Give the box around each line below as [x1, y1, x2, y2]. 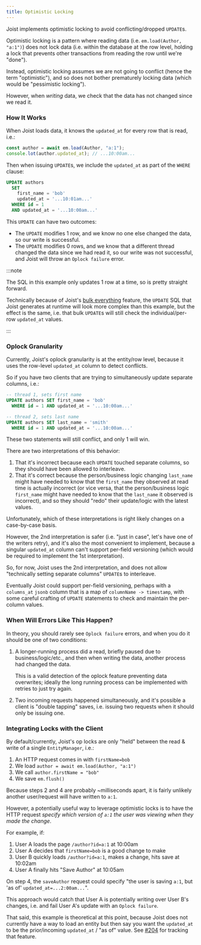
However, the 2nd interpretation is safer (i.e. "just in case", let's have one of [6, 533, 193, 541]
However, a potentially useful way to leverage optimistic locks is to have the [6, 805, 193, 812]
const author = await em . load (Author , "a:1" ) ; [6, 145, 125, 151]
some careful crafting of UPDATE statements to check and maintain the [6, 595, 178, 602]
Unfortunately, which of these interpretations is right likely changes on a [6, 515, 185, 523]
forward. [6, 284, 28, 292]
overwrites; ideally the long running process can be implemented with [14, 679, 188, 686]
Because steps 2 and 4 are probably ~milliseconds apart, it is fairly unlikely [6, 787, 192, 794]
